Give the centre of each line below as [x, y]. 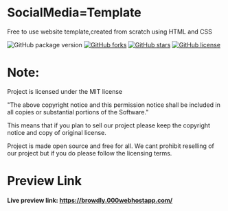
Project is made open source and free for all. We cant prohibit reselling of [111, 146]
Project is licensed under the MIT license [65, 91]
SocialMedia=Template [75, 13]
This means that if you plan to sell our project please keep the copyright [109, 125]
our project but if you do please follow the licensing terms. [90, 153]
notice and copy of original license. [57, 132]
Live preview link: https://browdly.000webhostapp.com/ [90, 200]
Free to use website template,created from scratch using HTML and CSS [110, 32]
